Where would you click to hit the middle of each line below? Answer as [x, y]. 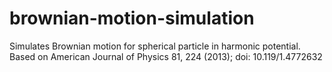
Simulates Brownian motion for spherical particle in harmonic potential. [155, 46]
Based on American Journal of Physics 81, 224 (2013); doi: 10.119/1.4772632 [166, 56]
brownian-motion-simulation [132, 18]
